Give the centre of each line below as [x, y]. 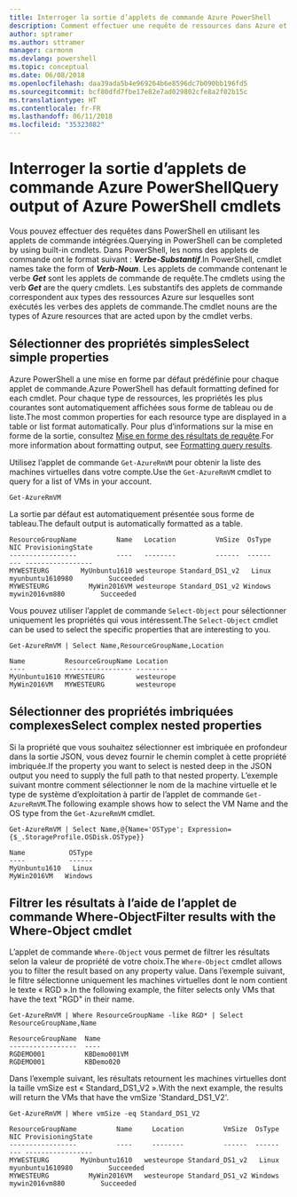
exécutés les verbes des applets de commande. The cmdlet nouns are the [143, 306]
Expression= [210, 829]
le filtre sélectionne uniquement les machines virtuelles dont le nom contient [148, 980]
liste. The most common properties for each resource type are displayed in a [148, 416]
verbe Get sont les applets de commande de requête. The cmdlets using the [147, 278]
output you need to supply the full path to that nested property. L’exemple [144, 775]
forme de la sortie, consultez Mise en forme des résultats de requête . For [141, 435]
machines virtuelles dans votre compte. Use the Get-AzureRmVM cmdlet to [141, 472]
